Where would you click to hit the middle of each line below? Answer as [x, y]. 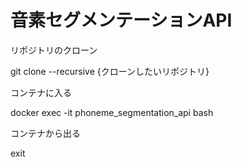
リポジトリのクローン [54, 50]
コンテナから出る [45, 133]
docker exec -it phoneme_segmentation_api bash [112, 112]
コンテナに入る [41, 92]
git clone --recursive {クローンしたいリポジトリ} [110, 71]
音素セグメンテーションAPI [121, 20]
